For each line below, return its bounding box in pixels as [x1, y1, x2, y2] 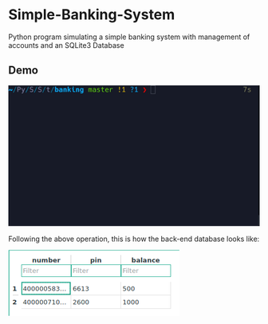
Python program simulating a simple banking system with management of [8, 32, 250, 41]
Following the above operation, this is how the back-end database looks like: [8, 234, 260, 243]
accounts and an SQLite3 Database [8, 40, 125, 49]
